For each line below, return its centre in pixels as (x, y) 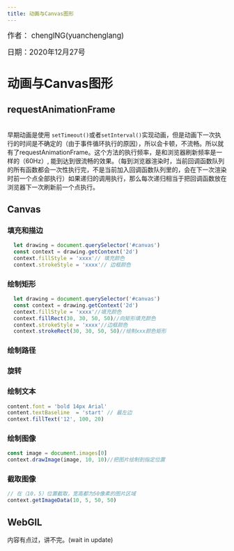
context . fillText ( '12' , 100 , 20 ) (56, 419)
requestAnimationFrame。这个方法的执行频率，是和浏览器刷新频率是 (118, 152)
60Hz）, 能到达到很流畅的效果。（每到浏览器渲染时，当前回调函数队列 (125, 160)
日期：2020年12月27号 (46, 52)
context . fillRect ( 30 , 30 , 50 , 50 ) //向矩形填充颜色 (85, 318)
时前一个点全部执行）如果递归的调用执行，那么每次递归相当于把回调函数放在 (117, 178)
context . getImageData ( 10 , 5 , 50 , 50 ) (62, 500)
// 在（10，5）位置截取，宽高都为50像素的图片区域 (72, 494)
